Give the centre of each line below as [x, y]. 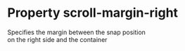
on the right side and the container [57, 39]
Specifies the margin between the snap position [77, 32]
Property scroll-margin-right [92, 13]
